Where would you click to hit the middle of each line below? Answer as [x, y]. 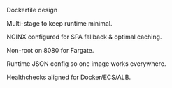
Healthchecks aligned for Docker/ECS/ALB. [69, 77]
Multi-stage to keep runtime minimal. [59, 23]
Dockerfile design [32, 10]
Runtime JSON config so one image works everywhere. [86, 64]
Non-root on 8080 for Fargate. [50, 50]
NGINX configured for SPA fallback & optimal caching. [84, 37]
